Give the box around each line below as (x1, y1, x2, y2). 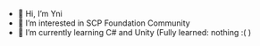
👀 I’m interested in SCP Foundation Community (17, 18, 190, 28)
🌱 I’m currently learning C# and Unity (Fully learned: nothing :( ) (17, 27, 252, 37)
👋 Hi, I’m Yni (17, 9, 63, 19)
